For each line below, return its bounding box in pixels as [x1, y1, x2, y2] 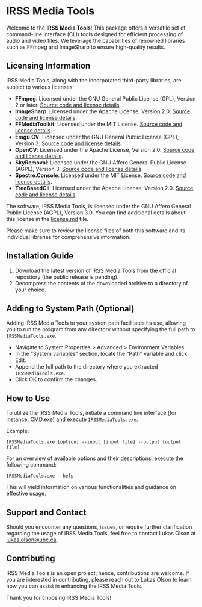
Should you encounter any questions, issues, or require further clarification [6, 523, 192, 531]
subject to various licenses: [6, 83, 74, 90]
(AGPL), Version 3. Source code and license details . [14, 165, 143, 172]
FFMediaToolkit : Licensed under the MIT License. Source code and [14, 120, 183, 128]
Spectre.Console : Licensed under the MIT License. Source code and [14, 172, 186, 179]
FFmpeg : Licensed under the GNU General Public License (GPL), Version [14, 95, 196, 102]
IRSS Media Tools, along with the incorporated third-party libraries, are [6, 76, 182, 84]
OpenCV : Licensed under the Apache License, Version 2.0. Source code [14, 146, 195, 153]
